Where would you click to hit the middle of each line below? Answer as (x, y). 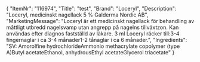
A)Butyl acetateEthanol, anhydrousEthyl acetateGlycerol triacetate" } (90, 52)
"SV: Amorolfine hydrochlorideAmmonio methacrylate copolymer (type (93, 46)
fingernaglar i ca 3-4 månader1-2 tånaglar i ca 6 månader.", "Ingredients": (97, 40)
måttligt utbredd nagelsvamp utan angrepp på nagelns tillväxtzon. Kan (93, 27)
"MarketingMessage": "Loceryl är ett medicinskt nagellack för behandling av (100, 21)
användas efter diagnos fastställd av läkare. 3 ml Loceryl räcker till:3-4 (93, 34)
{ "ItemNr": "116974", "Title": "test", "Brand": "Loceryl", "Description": (91, 9)
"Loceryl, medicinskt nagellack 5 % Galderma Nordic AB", (77, 15)
